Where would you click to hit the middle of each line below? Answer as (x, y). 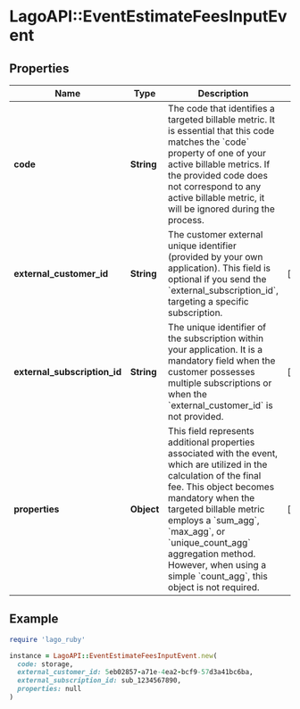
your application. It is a (216, 350)
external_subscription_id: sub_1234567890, (99, 680)
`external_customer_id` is (221, 405)
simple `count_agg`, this (218, 576)
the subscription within (216, 338)
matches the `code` (209, 142)
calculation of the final (215, 475)
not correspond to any (215, 187)
